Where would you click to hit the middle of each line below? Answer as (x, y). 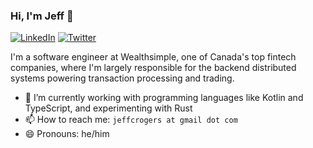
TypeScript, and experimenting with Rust (108, 108)
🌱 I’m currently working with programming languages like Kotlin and (164, 98)
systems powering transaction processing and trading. (122, 78)
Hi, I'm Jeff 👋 (42, 16)
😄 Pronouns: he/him (67, 134)
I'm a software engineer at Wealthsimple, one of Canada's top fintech (153, 57)
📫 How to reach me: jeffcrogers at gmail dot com (131, 120)
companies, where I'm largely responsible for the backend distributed (153, 68)
